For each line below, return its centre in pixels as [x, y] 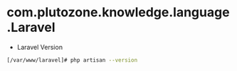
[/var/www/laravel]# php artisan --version [72, 60]
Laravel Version [40, 47]
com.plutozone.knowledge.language [118, 12]
